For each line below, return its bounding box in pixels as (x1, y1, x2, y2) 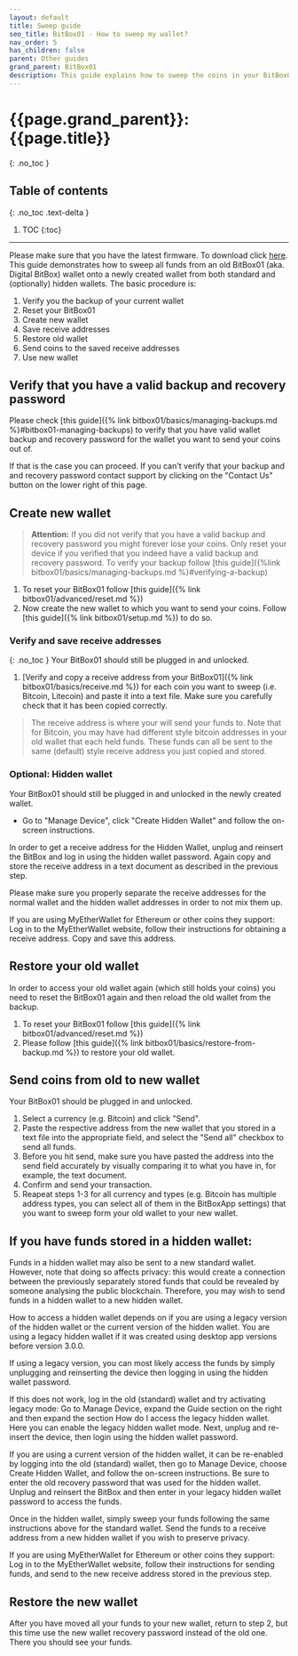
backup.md (21, 1047, 64, 1057)
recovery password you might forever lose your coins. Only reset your (30, 539, 287, 550)
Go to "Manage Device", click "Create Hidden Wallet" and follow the (21, 815, 271, 825)
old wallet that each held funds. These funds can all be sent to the (30, 736, 273, 747)
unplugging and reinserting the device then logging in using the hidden (9, 1367, 269, 1379)
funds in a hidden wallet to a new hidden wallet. (9, 1295, 184, 1306)
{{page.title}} (9, 128, 111, 148)
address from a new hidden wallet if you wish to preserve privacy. (9, 1532, 250, 1543)
